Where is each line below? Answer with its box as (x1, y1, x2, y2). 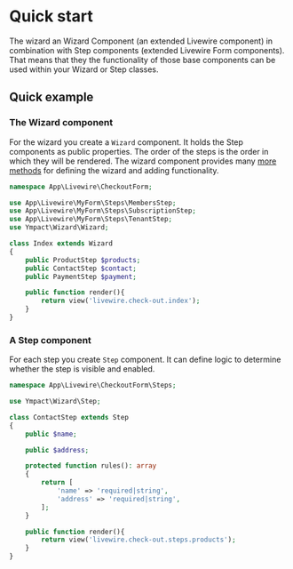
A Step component (9, 333, 91, 346)
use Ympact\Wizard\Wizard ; (9, 223, 109, 232)
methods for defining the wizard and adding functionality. (9, 164, 219, 175)
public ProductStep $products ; (25, 255, 141, 264)
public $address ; (25, 445, 90, 454)
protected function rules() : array (25, 461, 157, 470)
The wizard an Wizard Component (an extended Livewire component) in (9, 36, 273, 46)
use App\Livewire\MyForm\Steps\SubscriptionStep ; (9, 206, 197, 215)
